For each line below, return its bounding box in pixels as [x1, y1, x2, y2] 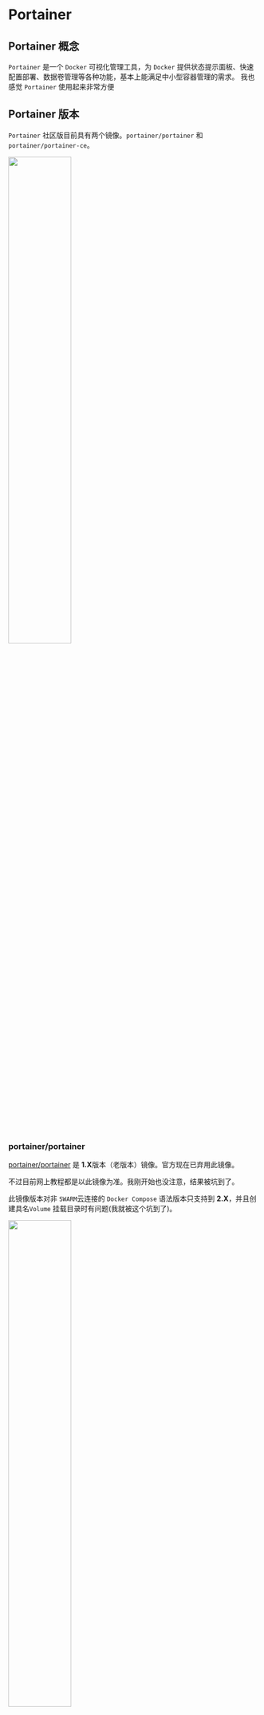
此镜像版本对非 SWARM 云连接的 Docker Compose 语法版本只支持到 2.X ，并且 [8, 1194, 250, 1203]
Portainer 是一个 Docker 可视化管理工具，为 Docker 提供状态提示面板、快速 [8, 62, 254, 71]
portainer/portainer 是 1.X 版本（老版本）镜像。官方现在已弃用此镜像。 [8, 1160, 239, 1170]
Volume [29, 1206, 51, 1214]
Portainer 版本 [8, 108, 80, 121]
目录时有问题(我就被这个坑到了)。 [66, 1204, 177, 1214]
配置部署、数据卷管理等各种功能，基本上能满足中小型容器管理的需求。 [8, 72, 239, 81]
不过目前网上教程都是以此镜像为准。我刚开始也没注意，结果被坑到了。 [8, 1177, 239, 1186]
